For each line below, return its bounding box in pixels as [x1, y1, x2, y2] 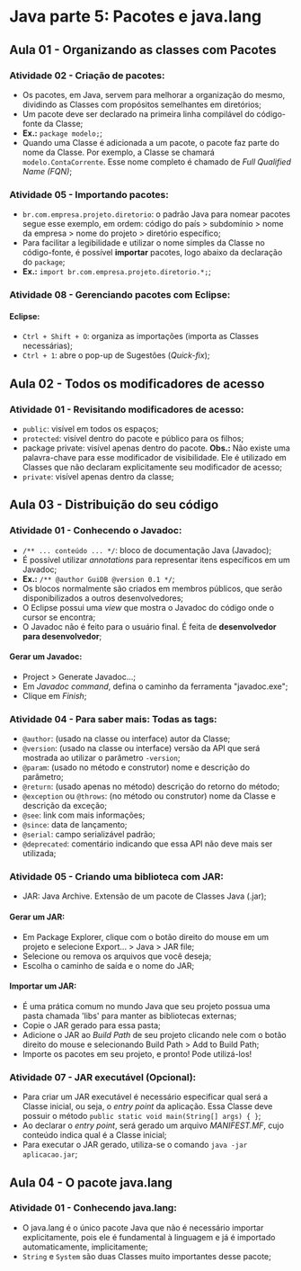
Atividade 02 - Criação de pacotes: [9, 69, 165, 82]
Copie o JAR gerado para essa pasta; [22, 1019, 161, 1031]
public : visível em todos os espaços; [22, 423, 159, 434]
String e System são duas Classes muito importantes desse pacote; [22, 1250, 271, 1261]
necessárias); [22, 340, 74, 352]
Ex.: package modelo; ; [22, 128, 103, 139]
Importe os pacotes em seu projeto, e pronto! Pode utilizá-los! [22, 1048, 252, 1059]
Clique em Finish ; [22, 690, 87, 701]
